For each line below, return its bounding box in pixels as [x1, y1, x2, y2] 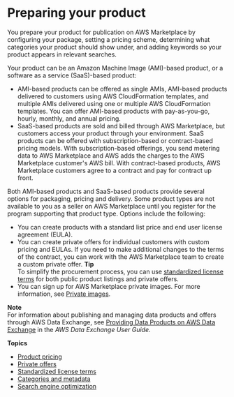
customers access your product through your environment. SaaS [17, 129, 204, 137]
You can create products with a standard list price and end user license [17, 223, 223, 231]
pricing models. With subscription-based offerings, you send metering [17, 144, 220, 152]
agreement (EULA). [17, 230, 73, 239]
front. [17, 173, 34, 182]
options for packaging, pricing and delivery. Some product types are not [7, 194, 215, 203]
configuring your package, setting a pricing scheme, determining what [7, 35, 210, 43]
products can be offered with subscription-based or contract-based [17, 136, 213, 144]
